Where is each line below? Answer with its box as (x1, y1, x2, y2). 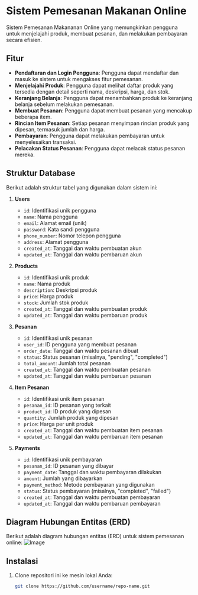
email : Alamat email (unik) (23, 219, 87, 226)
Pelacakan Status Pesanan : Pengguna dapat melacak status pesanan (14, 144, 186, 152)
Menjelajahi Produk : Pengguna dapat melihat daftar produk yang (14, 82, 174, 89)
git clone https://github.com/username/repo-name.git (14, 583, 150, 590)
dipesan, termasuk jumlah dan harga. (14, 126, 105, 133)
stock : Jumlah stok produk (23, 299, 89, 306)
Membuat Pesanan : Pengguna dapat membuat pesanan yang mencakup (14, 107, 193, 114)
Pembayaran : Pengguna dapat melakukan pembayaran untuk (14, 132, 165, 139)
